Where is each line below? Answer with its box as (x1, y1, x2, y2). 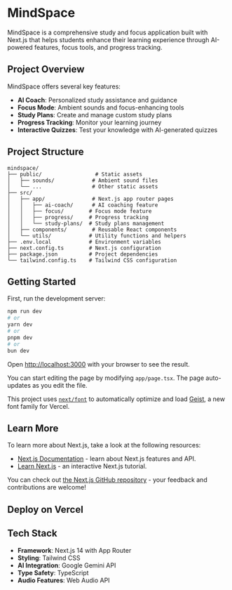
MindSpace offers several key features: (7, 82, 121, 91)
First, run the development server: (7, 294, 106, 303)
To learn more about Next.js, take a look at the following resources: (7, 441, 201, 450)
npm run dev (7, 308, 42, 315)
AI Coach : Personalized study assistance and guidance (17, 96, 177, 104)
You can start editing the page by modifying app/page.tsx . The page (7, 374, 205, 382)
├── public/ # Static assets (7, 171, 142, 178)
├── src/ (7, 189, 33, 196)
